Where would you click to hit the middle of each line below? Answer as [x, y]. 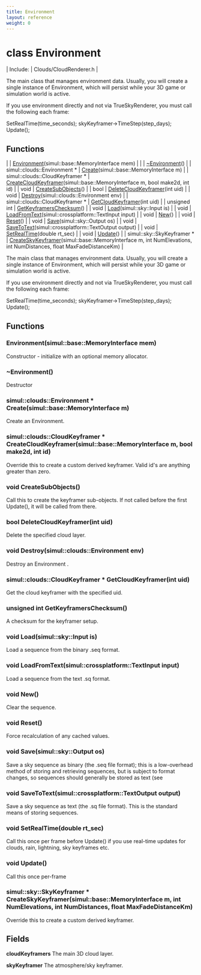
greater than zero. [28, 471]
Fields [18, 939]
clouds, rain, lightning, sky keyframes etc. [58, 848]
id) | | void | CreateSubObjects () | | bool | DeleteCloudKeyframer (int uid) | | [98, 189]
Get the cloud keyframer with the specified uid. [64, 592]
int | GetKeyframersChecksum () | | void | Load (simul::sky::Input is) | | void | [99, 208]
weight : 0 [19, 23]
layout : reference [29, 17]
